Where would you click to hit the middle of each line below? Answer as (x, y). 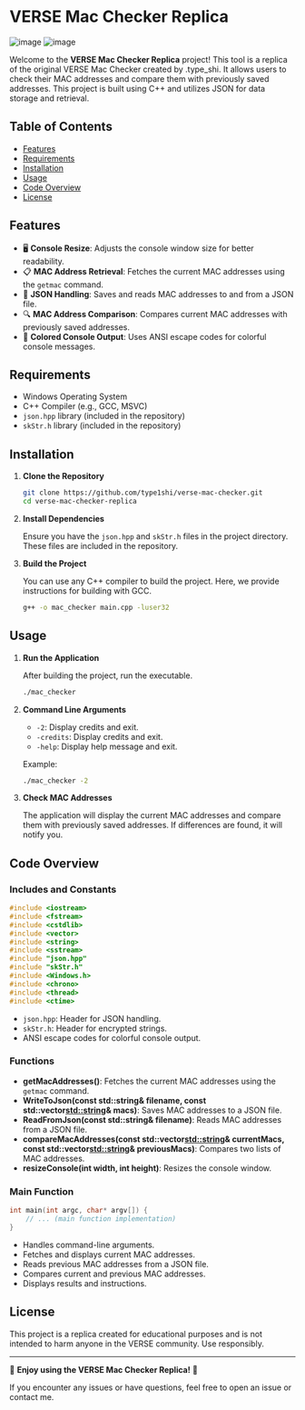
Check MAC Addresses (67, 798)
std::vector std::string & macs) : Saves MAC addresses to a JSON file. (152, 1110)
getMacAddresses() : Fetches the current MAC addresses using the (149, 1081)
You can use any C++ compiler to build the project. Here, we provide (151, 581)
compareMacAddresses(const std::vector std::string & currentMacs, (153, 1139)
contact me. (32, 1396)
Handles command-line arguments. (89, 1245)
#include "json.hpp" (49, 959)
